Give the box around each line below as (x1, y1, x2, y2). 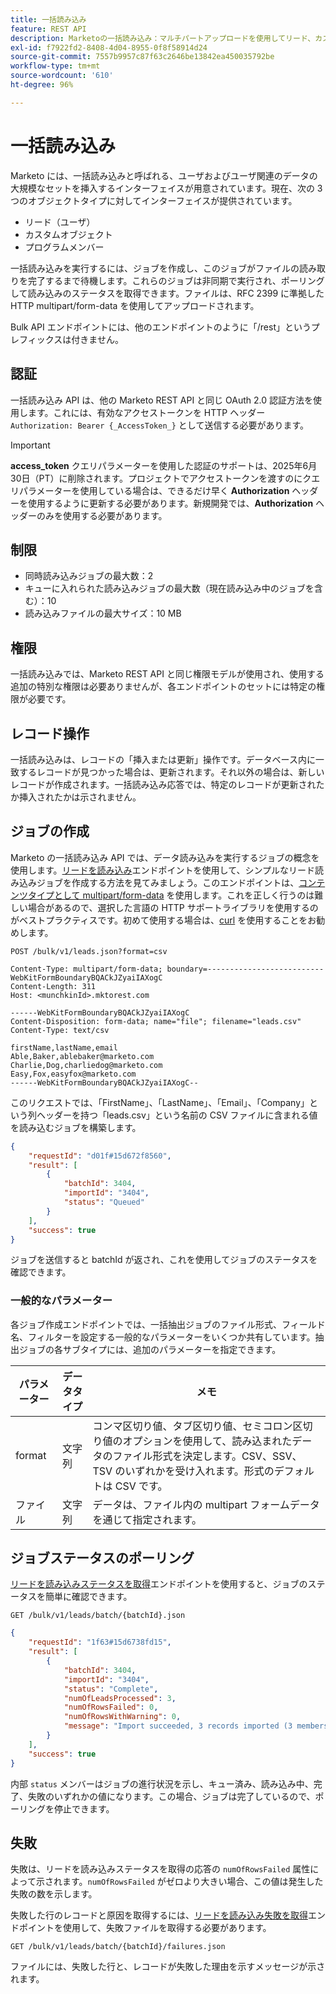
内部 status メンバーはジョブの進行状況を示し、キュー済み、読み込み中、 (10, 1777, 314, 1790)
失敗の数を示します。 (10, 1888, 98, 1900)
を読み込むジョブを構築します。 (10, 1121, 142, 1133)
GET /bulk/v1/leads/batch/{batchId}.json (10, 1611, 186, 1621)
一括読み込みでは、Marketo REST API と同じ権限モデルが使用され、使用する (10, 668, 325, 680)
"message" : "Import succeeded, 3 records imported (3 (63, 1721, 293, 1731)
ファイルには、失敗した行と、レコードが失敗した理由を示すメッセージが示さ (10, 1961, 326, 1973)
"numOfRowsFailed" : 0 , (63, 1702, 159, 1713)
